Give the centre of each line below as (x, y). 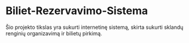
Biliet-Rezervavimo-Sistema (77, 11)
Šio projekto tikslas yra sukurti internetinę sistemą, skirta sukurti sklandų (94, 27)
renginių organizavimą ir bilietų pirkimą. (54, 33)
